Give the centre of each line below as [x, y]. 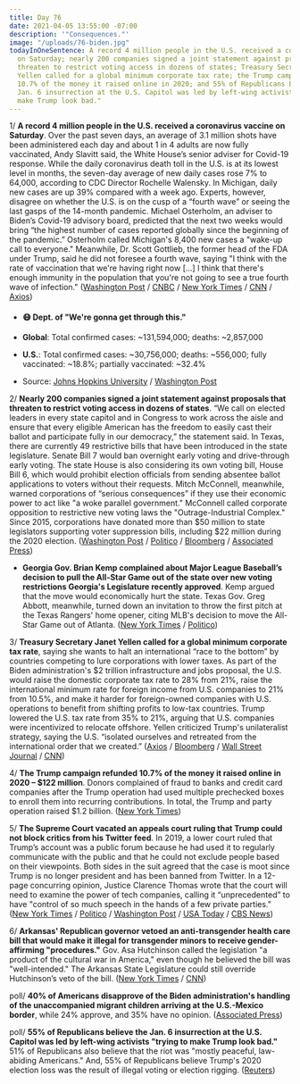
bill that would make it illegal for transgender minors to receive [128, 940]
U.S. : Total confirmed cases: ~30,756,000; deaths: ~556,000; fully [145, 354]
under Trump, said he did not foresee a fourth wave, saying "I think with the [148, 259]
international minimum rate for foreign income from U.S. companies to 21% [146, 689]
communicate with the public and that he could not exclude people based [144, 856]
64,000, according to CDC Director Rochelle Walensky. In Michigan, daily [144, 183]
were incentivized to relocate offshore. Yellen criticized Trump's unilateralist [149, 727]
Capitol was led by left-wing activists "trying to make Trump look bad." [144, 1041]
